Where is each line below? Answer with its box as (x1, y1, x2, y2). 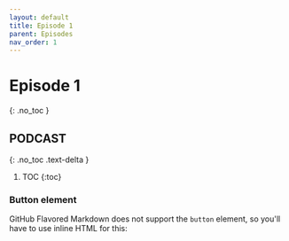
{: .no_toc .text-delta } (9, 154, 90, 165)
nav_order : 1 (9, 37, 58, 47)
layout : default (9, 12, 69, 22)
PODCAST (9, 130, 66, 146)
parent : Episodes (9, 29, 74, 38)
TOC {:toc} (21, 172, 62, 182)
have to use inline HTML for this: (9, 223, 128, 234)
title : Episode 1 (9, 21, 74, 30)
